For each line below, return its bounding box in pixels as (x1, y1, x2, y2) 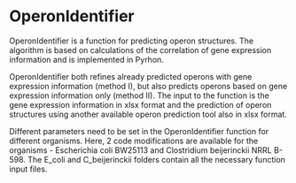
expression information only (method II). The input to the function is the (9, 90, 270, 101)
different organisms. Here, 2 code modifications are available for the (9, 135, 259, 146)
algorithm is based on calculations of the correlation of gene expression (9, 44, 272, 55)
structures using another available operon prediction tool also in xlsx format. (9, 109, 288, 119)
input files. (9, 164, 48, 174)
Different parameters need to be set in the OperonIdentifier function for (9, 126, 269, 136)
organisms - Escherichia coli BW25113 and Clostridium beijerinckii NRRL (9, 144, 272, 156)
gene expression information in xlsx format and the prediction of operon (9, 99, 272, 110)
